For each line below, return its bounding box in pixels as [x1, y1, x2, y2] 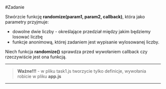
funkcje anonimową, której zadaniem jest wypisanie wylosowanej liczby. [12, 39, 160, 45]
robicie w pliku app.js [17, 74, 62, 79]
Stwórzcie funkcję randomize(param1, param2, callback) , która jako [5, 14, 145, 19]
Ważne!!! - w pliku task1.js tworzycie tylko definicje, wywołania [17, 68, 147, 74]
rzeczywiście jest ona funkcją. [5, 54, 67, 60]
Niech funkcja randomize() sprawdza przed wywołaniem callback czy [5, 49, 148, 54]
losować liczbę [12, 34, 43, 40]
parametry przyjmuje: [5, 19, 49, 25]
